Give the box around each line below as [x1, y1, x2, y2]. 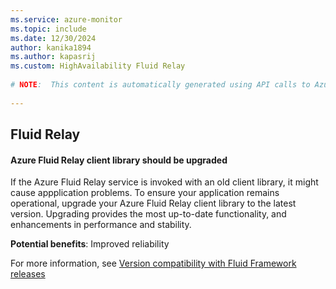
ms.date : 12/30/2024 [10, 33, 97, 43]
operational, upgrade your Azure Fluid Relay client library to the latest [10, 197, 297, 210]
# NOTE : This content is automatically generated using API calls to [10, 80, 311, 90]
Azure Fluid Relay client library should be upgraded [10, 154, 228, 166]
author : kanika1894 [10, 42, 92, 53]
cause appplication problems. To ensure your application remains [10, 187, 280, 199]
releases [10, 268, 46, 280]
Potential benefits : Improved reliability [10, 238, 170, 250]
